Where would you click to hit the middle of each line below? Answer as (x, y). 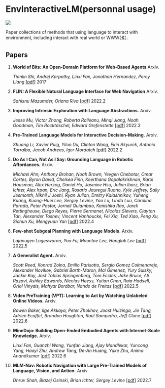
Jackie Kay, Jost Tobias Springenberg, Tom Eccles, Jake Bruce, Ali (81, 275)
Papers (17, 55)
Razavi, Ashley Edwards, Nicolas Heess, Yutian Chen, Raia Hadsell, (82, 281)
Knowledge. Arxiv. (32, 336)
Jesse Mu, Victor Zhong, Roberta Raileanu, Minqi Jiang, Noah (76, 120)
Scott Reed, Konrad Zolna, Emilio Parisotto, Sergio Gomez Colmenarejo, (86, 265)
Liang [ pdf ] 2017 (29, 82)
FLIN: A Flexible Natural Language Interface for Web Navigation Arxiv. (85, 91)
